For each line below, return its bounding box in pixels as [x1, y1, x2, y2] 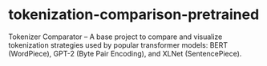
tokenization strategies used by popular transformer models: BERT [8, 40, 229, 49]
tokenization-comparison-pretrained [8, 6, 260, 24]
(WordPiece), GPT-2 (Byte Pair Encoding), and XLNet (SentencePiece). [8, 49, 242, 58]
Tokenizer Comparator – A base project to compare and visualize [8, 32, 223, 41]
